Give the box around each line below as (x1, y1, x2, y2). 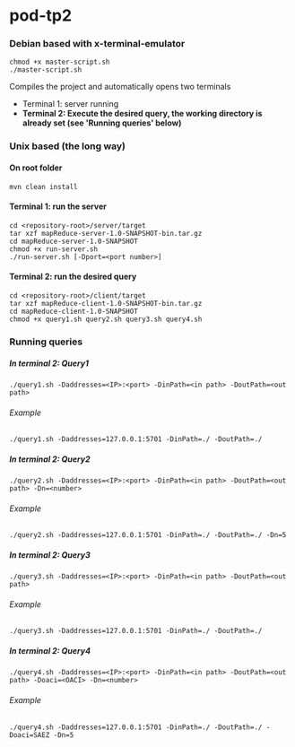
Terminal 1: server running (22, 99, 119, 109)
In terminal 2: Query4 (9, 646, 91, 656)
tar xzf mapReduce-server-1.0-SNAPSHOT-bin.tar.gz (9, 229, 203, 238)
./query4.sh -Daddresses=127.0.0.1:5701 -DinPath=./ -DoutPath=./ (9, 723, 263, 732)
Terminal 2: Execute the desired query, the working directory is (22, 109, 263, 119)
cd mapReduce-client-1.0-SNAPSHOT (9, 307, 139, 317)
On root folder (9, 162, 63, 173)
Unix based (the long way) (9, 140, 126, 152)
